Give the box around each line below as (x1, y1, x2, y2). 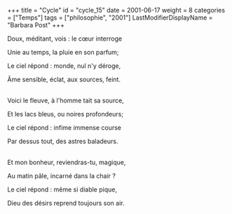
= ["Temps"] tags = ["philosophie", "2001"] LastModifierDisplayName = (7, 13, 213, 22)
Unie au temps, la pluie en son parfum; (7, 48, 119, 56)
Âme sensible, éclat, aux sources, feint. (7, 75, 121, 83)
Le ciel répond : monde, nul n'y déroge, (7, 62, 121, 69)
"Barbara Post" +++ (7, 21, 65, 29)
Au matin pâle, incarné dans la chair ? (7, 172, 116, 180)
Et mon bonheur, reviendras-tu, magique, (7, 158, 126, 166)
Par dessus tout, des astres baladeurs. (7, 137, 118, 145)
